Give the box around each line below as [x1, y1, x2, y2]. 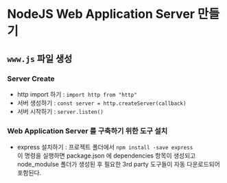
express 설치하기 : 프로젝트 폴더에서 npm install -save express [16, 143, 193, 151]
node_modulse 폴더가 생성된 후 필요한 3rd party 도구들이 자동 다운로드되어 [16, 160, 221, 169]
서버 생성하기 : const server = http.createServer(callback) [16, 99, 187, 107]
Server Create [7, 73, 55, 83]
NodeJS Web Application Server [7, 6, 195, 22]
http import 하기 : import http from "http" [16, 90, 137, 98]
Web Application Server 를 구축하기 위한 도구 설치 [7, 126, 168, 136]
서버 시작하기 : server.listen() [16, 107, 104, 115]
